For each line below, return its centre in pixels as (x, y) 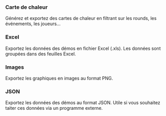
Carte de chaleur (27, 7)
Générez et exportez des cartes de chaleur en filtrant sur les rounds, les (81, 18)
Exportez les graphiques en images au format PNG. (59, 78)
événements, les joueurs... (33, 24)
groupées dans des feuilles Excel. (41, 54)
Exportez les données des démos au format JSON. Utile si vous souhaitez (83, 103)
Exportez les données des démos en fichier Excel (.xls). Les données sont (83, 48)
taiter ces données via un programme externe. (54, 108)
